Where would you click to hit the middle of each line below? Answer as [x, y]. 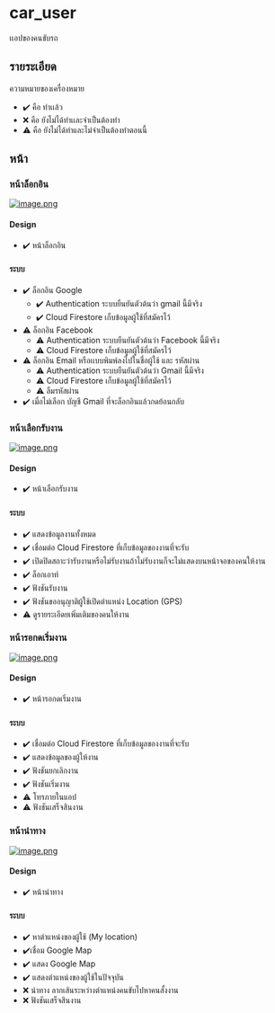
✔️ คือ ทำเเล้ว [42, 107]
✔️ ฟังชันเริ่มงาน [46, 784]
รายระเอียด [33, 67]
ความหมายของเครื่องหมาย [47, 88]
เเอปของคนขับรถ [34, 38]
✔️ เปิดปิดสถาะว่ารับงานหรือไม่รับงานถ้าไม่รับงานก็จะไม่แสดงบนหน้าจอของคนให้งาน [144, 561]
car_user [43, 13]
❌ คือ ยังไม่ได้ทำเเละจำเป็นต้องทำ [71, 120]
